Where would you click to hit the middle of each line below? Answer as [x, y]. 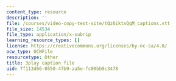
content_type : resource [37, 12]
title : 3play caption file [40, 63]
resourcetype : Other [33, 57]
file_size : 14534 [28, 29]
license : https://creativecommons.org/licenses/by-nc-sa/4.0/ [87, 46]
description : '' [27, 18]
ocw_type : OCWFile [30, 52]
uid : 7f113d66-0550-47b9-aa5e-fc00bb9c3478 [62, 69]
